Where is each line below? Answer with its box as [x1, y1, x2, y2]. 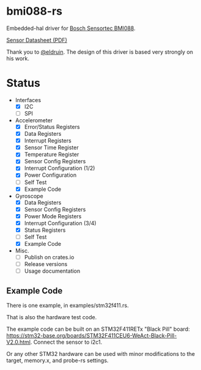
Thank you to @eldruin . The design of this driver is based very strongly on [6, 48, 194, 56]
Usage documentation [24, 267, 81, 275]
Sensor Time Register [24, 144, 79, 151]
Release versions [24, 261, 68, 268]
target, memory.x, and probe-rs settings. [6, 357, 109, 364]
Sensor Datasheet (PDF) [6, 36, 67, 43]
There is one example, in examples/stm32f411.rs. [6, 302, 130, 309]
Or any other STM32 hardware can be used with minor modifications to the [6, 350, 196, 358]
